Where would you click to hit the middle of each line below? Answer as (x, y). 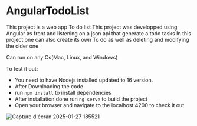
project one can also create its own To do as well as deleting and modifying (98, 39)
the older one (22, 46)
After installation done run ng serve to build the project (81, 99)
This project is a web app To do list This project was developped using (92, 27)
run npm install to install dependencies (63, 92)
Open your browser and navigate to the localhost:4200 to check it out (99, 105)
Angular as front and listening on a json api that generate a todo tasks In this (99, 33)
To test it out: (22, 68)
